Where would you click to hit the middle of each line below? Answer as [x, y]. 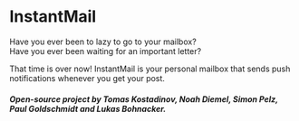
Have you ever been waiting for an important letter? [106, 51]
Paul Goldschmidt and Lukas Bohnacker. [88, 108]
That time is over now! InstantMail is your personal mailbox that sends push [150, 69]
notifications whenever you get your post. [87, 78]
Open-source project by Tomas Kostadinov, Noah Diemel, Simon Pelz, [144, 99]
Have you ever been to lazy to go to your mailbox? [103, 42]
